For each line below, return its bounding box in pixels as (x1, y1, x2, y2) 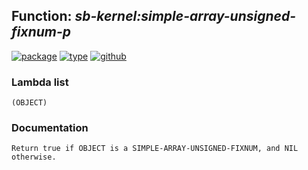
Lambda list (11, 75, 69, 89)
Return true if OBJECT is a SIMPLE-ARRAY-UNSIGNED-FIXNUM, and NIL (11, 144, 299, 154)
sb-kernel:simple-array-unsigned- (74, 8, 296, 25)
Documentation (11, 121, 89, 135)
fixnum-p (11, 24, 72, 41)
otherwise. (11, 152, 57, 163)
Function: (11, 8, 73, 25)
